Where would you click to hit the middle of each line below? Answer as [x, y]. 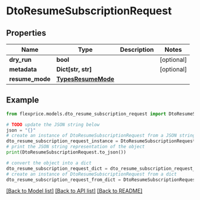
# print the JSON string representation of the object [76, 147]
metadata [23, 69]
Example [23, 100]
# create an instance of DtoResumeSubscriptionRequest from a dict [92, 174]
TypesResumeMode [85, 79]
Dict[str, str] [74, 69]
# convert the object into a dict [49, 163]
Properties [26, 33]
